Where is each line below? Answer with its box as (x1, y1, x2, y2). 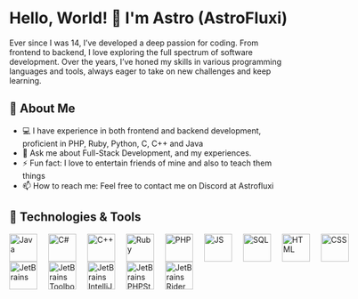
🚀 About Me (9, 101, 76, 117)
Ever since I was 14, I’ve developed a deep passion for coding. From (9, 37, 259, 48)
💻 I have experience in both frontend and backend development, (21, 125, 262, 136)
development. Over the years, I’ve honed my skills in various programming (9, 56, 282, 67)
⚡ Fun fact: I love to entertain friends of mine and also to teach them (21, 158, 273, 168)
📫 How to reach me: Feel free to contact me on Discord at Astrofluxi (21, 180, 274, 190)
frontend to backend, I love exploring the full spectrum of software (9, 46, 254, 57)
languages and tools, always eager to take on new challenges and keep (9, 66, 272, 77)
